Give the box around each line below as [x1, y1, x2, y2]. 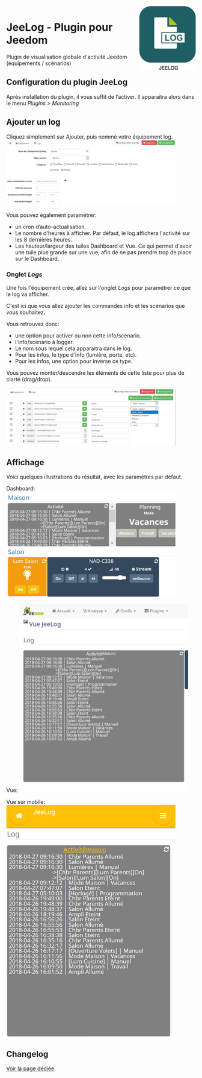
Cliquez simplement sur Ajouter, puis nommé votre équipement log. [6, 133, 173, 140]
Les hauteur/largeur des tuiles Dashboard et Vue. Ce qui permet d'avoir [14, 242, 192, 249]
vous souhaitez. [6, 309, 46, 316]
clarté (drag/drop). [6, 375, 52, 383]
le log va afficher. [6, 290, 49, 298]
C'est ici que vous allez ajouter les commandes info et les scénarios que [6, 302, 185, 309]
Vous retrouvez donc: [6, 320, 60, 327]
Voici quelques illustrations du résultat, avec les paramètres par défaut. [6, 473, 183, 481]
